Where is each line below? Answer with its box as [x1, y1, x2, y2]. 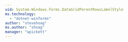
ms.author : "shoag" [5, 25, 45, 30]
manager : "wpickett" [5, 29, 47, 34]
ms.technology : [5, 12, 36, 16]
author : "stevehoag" [5, 20, 47, 26]
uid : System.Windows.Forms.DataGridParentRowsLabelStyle [5, 7, 124, 12]
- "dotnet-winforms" [9, 16, 51, 21]
